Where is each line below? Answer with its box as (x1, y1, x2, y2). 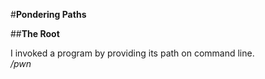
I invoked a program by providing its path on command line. (10, 47, 255, 59)
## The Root (10, 28, 60, 39)
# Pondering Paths (10, 9, 87, 20)
